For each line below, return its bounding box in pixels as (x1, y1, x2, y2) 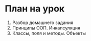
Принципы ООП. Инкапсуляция (12, 24, 80, 30)
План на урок (5, 3, 65, 14)
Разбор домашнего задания (12, 19, 74, 25)
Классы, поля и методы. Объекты (12, 30, 86, 36)
